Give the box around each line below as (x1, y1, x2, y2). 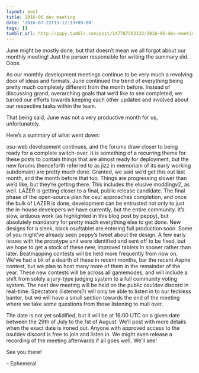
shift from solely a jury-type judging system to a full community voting (6, 275, 178, 282)
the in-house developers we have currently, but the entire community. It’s (6, 206, 185, 213)
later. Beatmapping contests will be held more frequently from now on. (6, 250, 178, 258)
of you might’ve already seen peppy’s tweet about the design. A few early (6, 231, 186, 239)
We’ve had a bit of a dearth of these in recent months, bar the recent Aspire (6, 256, 191, 263)
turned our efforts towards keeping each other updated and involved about (6, 96, 189, 104)
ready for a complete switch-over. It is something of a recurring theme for (6, 149, 186, 157)
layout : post (6, 8, 38, 15)
